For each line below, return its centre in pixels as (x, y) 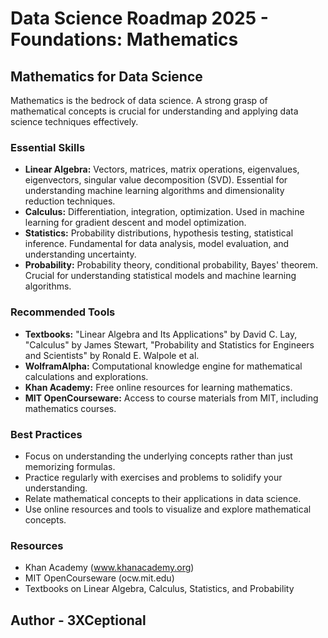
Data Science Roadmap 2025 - (139, 18)
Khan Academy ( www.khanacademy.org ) (109, 568)
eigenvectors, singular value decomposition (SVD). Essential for (156, 180)
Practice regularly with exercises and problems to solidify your (153, 477)
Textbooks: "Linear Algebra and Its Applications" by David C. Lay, (161, 334)
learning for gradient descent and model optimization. (135, 223)
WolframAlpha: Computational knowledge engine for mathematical (163, 366)
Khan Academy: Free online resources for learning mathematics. (158, 387)
